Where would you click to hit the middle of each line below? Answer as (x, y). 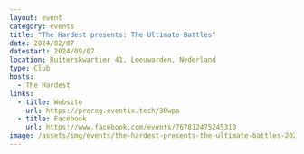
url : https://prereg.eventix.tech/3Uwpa (103, 111)
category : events (42, 26)
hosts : (22, 77)
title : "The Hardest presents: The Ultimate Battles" (113, 34)
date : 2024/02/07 (42, 43)
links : (22, 93)
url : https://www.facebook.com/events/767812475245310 (131, 128)
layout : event (36, 18)
